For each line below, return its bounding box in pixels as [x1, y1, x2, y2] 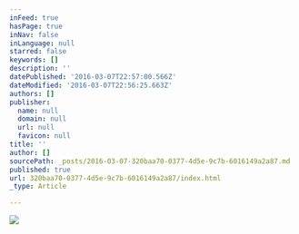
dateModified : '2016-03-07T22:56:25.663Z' [9, 81, 173, 90]
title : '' [9, 140, 47, 149]
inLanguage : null [9, 38, 75, 48]
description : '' [9, 64, 71, 73]
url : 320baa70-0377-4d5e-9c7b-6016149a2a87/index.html [9, 173, 222, 182]
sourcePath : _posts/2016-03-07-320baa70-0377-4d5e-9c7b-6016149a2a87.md [9, 156, 291, 166]
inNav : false [9, 30, 59, 39]
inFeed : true [9, 13, 59, 23]
